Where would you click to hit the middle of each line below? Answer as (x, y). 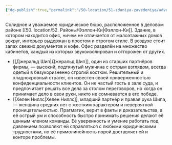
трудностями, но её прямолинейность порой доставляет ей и (80, 132)
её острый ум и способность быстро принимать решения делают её (88, 115)
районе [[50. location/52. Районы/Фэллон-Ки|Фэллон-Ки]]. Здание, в (81, 30)
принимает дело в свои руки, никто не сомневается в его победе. (85, 94)
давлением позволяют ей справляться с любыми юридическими (84, 126)
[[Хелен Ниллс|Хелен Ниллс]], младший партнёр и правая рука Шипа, (90, 99)
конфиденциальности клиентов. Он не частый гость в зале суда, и (85, 83)
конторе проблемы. (34, 137)
